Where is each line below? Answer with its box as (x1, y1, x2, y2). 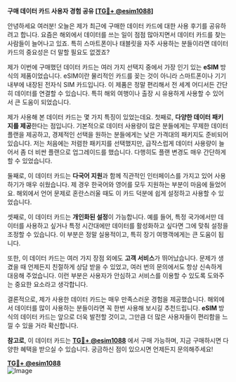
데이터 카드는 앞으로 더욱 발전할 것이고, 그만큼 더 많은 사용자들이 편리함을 (20, 313, 221, 321)
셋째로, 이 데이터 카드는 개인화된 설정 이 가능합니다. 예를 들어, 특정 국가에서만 (7, 213, 216, 221)
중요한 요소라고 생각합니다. (14, 280, 88, 288)
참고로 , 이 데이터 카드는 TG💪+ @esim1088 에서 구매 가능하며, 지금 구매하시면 (7, 336, 222, 344)
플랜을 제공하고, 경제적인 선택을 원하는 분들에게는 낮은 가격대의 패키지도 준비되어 (7, 130, 229, 139)
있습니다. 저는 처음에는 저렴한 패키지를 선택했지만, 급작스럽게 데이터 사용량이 (7, 139, 218, 147)
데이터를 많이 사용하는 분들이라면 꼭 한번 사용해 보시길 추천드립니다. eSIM (14, 304, 218, 312)
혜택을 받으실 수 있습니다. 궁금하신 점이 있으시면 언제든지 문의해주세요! (20, 345, 214, 353)
